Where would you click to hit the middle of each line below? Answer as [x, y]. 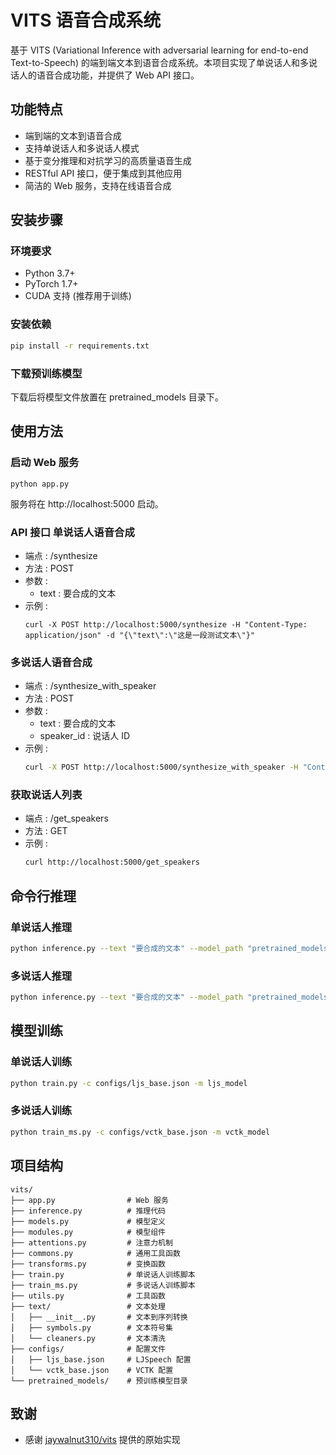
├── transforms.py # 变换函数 [88, 1264]
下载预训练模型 [46, 373]
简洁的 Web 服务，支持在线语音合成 [98, 185]
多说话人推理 [41, 976]
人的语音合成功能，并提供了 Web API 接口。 [109, 75]
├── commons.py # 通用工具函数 [95, 1253]
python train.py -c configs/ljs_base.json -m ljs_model [129, 1083]
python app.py [40, 484]
